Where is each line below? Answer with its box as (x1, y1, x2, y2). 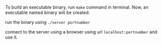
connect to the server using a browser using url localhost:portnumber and (5, 29, 158, 34)
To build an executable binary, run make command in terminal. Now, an (5, 4, 149, 10)
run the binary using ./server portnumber (5, 19, 90, 25)
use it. (5, 34, 18, 40)
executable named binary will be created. (5, 9, 90, 15)
